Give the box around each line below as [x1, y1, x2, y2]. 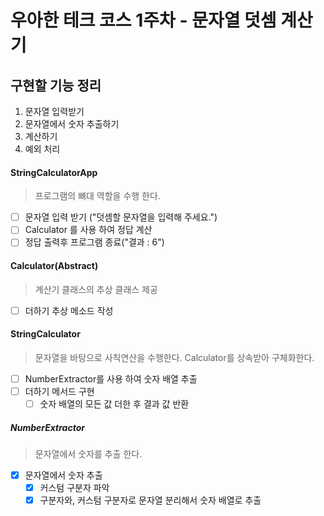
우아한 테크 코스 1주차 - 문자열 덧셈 [10, 9, 277, 32]
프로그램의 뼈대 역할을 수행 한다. [34, 190, 161, 202]
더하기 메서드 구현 [24, 385, 95, 397]
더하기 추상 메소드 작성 [24, 304, 114, 316]
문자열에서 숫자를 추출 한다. [34, 448, 143, 460]
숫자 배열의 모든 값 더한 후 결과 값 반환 [39, 397, 190, 410]
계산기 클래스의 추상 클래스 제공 [34, 283, 158, 295]
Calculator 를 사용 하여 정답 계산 [24, 224, 153, 236]
